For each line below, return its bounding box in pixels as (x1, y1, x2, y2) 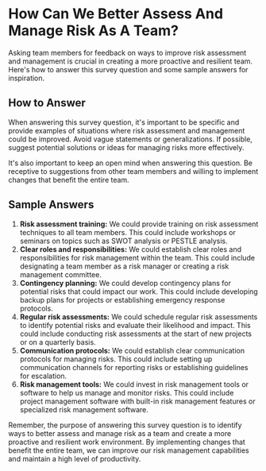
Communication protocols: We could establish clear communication (19, 346, 245, 355)
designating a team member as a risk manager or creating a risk (19, 261, 229, 271)
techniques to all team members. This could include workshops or (19, 227, 236, 237)
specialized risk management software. (19, 404, 149, 414)
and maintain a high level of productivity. (8, 454, 141, 463)
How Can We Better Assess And (8, 5, 224, 23)
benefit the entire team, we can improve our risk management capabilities (8, 446, 249, 455)
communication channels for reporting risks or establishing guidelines (19, 362, 249, 372)
